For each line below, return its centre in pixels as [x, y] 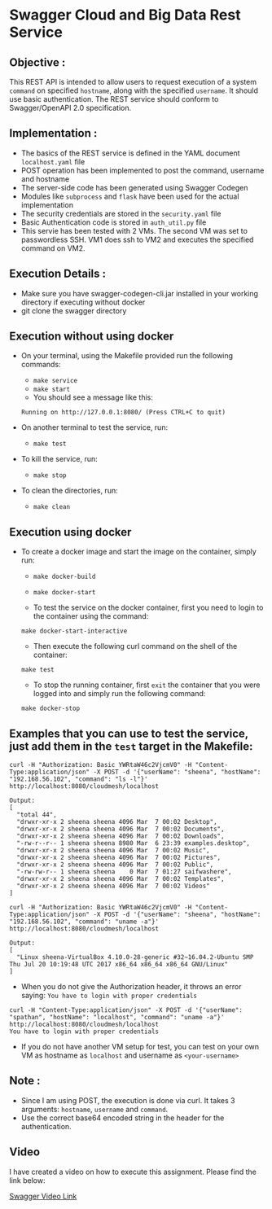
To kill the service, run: [59, 459]
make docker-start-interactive [74, 631]
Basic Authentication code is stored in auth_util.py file [114, 222]
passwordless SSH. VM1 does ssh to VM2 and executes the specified [137, 239]
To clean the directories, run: [69, 491]
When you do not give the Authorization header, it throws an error [132, 987]
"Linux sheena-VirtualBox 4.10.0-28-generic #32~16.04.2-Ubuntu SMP [135, 957]
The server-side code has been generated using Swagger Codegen [134, 187]
